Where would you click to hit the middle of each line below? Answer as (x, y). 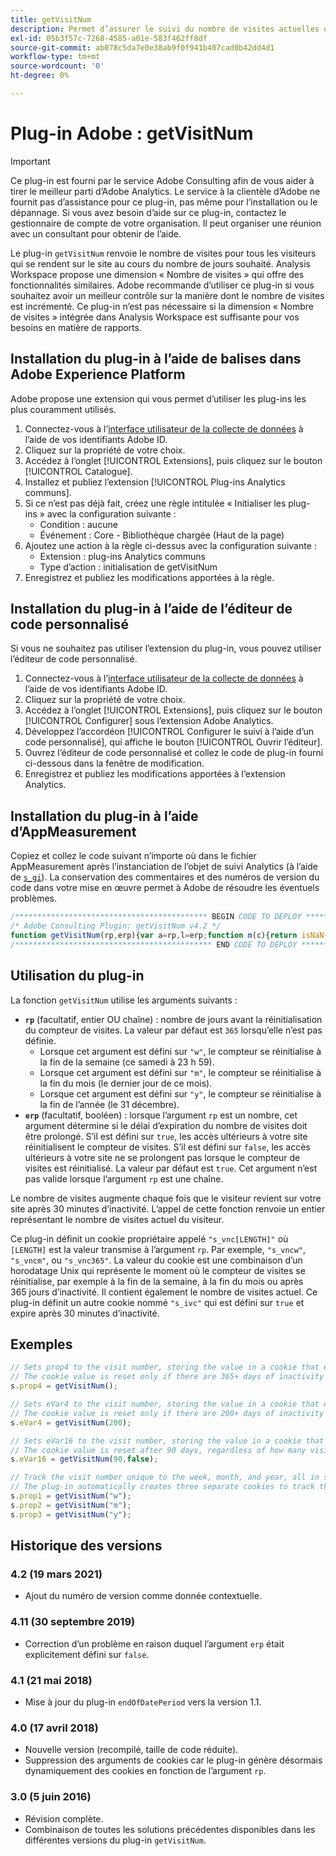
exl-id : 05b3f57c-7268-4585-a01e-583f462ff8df (109, 38)
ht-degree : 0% (40, 76)
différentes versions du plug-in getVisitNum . (115, 1840)
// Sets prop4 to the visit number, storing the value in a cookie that (165, 1367)
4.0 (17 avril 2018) (54, 1728)
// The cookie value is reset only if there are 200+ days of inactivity (167, 1413)
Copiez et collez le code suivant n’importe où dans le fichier (133, 856)
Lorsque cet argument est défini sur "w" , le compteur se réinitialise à (180, 1051)
